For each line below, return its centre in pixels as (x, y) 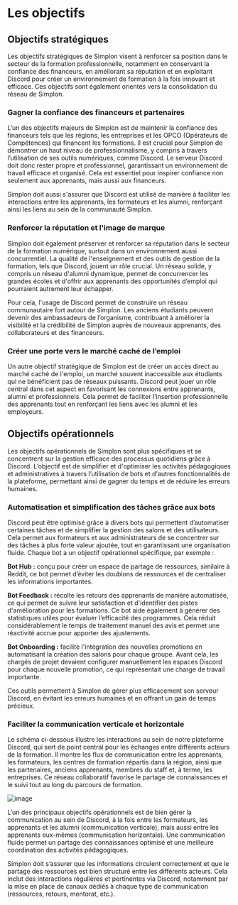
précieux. (21, 706)
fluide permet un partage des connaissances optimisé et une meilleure (111, 843)
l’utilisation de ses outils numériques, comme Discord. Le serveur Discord (115, 158)
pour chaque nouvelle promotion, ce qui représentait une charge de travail (116, 669)
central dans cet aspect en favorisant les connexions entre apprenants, (111, 389)
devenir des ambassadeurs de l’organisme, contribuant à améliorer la (108, 317)
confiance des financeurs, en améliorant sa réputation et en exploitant (110, 71)
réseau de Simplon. (36, 94)
